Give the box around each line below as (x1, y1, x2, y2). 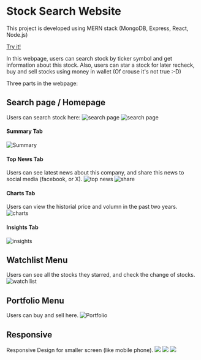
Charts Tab (6, 189, 36, 197)
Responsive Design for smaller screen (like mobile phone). (6, 347, 154, 353)
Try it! (6, 43, 21, 50)
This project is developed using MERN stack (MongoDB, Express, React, (6, 24, 189, 32)
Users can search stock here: (6, 113, 81, 121)
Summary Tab (6, 127, 43, 135)
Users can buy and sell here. (6, 312, 79, 319)
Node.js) (6, 31, 28, 38)
